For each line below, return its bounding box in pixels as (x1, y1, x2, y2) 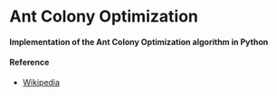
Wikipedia (22, 76, 61, 87)
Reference (9, 57, 50, 68)
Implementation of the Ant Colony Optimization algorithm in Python (9, 36, 269, 47)
